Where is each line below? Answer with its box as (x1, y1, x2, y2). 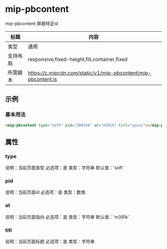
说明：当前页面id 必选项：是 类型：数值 (5, 189, 85, 195)
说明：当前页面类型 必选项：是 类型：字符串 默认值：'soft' (5, 165, 124, 171)
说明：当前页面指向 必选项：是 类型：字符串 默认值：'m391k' (5, 214, 130, 220)
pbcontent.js (27, 75, 57, 82)
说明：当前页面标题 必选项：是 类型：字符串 (5, 239, 95, 245)
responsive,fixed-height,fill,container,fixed (27, 56, 128, 62)
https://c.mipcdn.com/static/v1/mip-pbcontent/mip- (27, 69, 152, 76)
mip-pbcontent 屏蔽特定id (5, 20, 58, 26)
